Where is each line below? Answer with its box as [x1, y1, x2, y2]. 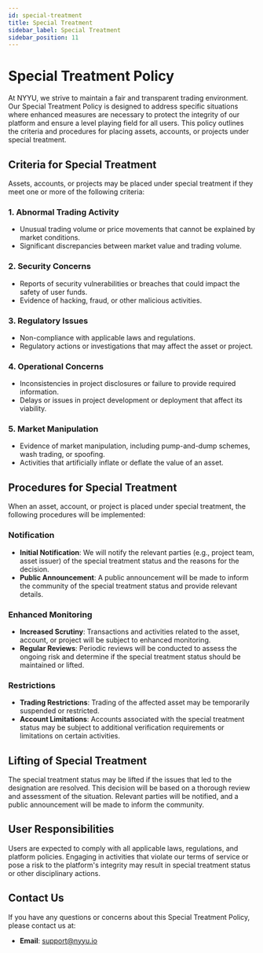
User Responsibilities [8, 822, 115, 836]
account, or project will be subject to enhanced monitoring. [19, 635, 211, 645]
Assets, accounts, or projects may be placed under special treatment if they [8, 178, 254, 188]
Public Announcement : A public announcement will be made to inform [19, 572, 249, 582]
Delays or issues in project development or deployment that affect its [19, 396, 243, 405]
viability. [19, 404, 47, 414]
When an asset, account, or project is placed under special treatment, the [8, 502, 246, 511]
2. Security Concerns [8, 261, 92, 272]
